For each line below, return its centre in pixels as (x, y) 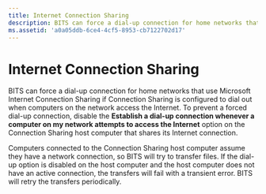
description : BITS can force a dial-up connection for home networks (125, 23)
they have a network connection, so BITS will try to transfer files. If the (123, 157)
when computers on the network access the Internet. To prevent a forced (128, 108)
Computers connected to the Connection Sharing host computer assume (127, 148)
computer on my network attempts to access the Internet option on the (127, 125)
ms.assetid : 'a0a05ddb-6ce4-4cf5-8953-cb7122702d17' (97, 30)
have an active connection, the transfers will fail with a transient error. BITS (131, 173)
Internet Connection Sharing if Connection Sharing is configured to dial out (130, 99)
